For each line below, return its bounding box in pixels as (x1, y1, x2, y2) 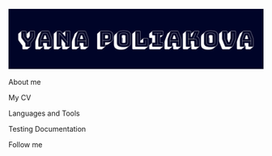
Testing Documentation (8, 124, 87, 134)
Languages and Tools (8, 108, 81, 118)
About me (8, 78, 41, 87)
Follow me (8, 140, 43, 150)
